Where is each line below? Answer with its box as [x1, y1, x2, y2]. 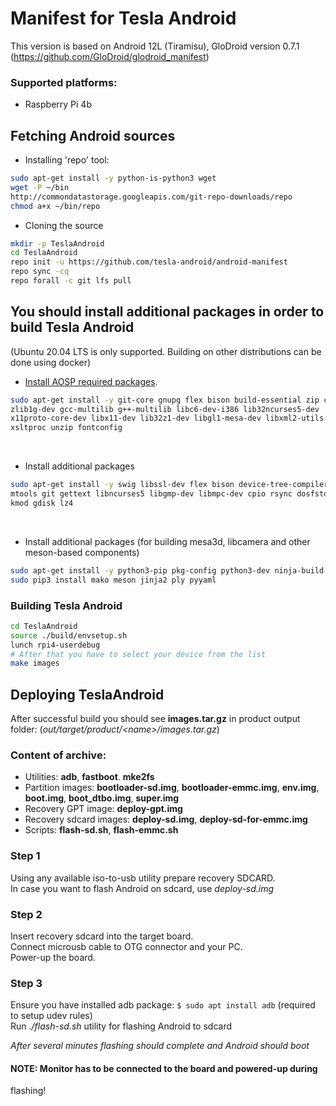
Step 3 [10, 976, 43, 990]
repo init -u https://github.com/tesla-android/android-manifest [10, 257, 288, 267]
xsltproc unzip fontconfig [10, 423, 123, 433]
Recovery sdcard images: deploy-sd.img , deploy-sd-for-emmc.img [24, 813, 308, 826]
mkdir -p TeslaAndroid [10, 238, 105, 249]
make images [10, 658, 60, 669]
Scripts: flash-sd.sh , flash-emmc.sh [24, 824, 179, 836]
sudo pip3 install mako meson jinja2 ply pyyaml [10, 575, 217, 585]
